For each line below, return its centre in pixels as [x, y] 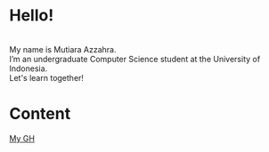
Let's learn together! [47, 77]
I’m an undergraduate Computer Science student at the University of [135, 59]
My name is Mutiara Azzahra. [63, 49]
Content [40, 114]
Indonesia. [29, 68]
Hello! [32, 16]
